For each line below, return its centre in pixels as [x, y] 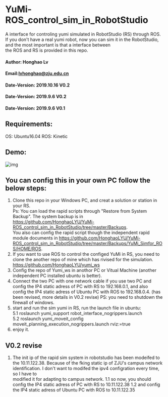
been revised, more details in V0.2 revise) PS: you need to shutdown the [88, 297]
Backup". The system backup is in [48, 217]
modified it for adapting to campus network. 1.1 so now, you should [82, 379]
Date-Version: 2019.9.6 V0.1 [35, 108]
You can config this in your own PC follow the [78, 180]
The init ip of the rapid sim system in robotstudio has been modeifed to [86, 358]
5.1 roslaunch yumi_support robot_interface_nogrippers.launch [77, 313]
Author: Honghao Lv [27, 62]
